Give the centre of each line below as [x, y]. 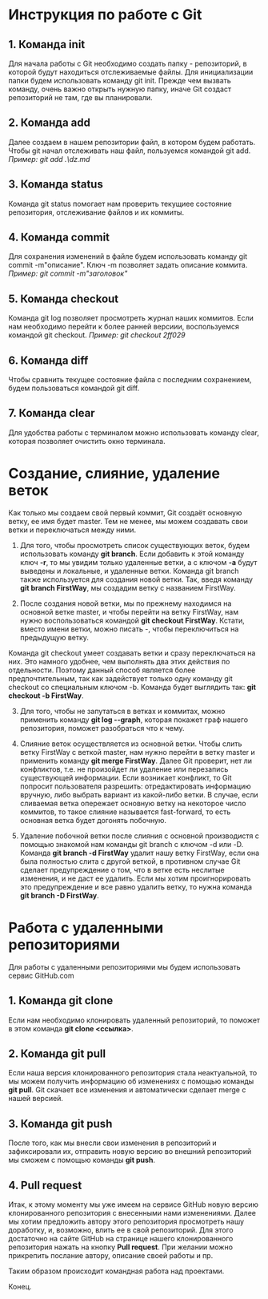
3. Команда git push [60, 1124]
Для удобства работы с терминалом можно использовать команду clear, [134, 432]
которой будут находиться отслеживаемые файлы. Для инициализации [131, 72]
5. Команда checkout [64, 299]
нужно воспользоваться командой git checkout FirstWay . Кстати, [132, 620]
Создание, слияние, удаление [114, 474]
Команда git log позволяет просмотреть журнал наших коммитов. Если [131, 318]
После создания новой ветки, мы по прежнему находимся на [126, 603]
